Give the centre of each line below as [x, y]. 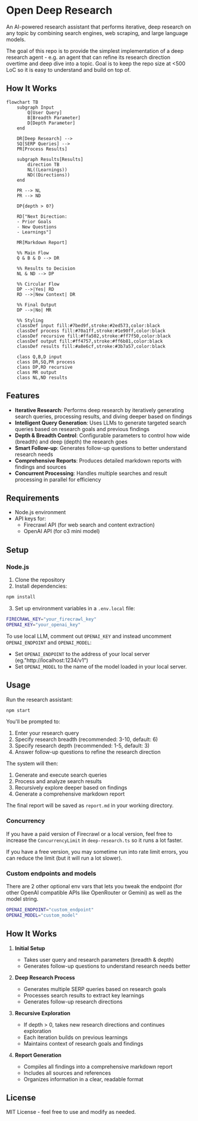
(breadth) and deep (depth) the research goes [71, 441]
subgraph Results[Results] [50, 159]
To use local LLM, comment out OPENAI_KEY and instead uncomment [89, 636]
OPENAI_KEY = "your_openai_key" [44, 625]
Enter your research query [47, 733]
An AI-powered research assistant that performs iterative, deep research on [99, 27]
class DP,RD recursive [45, 367]
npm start [18, 710]
